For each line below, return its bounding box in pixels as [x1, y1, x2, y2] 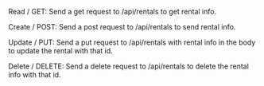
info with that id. [8, 70, 61, 79]
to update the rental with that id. [8, 46, 113, 55]
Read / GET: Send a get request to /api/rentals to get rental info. [8, 7, 217, 16]
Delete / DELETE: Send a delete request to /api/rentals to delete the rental [8, 61, 249, 71]
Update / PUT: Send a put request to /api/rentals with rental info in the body [8, 37, 256, 47]
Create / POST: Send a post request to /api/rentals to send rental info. [8, 22, 236, 31]
